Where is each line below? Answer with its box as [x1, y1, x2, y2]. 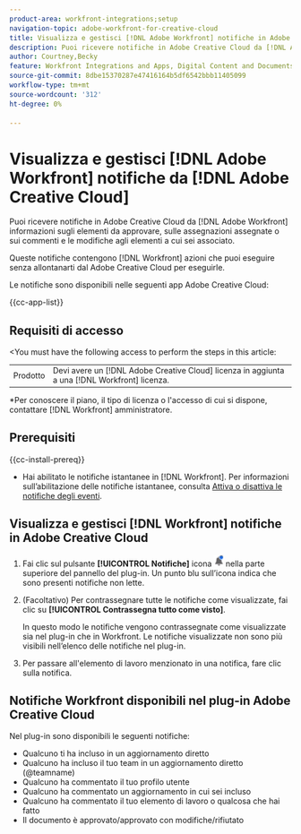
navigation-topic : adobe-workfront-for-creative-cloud [9, 23, 219, 33]
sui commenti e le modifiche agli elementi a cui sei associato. [9, 236, 236, 246]
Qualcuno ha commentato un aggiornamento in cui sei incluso [21, 787, 252, 797]
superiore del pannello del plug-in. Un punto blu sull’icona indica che [21, 567, 277, 578]
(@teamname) [21, 767, 75, 778]
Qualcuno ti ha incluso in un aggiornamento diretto [21, 748, 210, 759]
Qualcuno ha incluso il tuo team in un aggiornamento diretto [21, 758, 244, 769]
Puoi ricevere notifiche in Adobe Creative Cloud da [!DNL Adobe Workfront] [9, 216, 288, 228]
